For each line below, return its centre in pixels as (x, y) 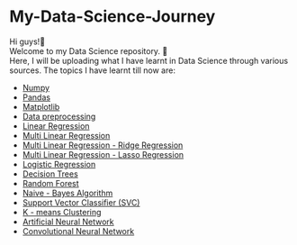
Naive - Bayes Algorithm (67, 193)
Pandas (36, 97)
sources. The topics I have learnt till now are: (92, 70)
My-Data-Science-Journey (112, 17)
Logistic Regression (59, 164)
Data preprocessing (59, 116)
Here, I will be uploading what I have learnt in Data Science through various (149, 60)
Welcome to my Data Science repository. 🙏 (89, 50)
